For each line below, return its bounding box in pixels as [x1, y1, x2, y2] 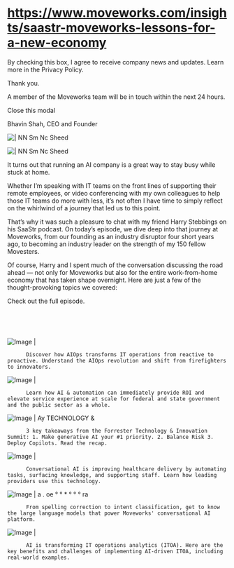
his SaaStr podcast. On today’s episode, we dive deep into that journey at [7, 224, 219, 233]
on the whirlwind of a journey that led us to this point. [7, 203, 161, 212]
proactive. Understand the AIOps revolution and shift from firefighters [7, 357, 227, 364]
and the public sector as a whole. [7, 401, 111, 408]
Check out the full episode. [7, 297, 85, 305]
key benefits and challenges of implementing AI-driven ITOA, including [7, 548, 224, 555]
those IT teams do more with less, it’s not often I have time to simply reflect [7, 196, 224, 205]
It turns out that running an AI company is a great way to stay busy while [7, 160, 216, 169]
